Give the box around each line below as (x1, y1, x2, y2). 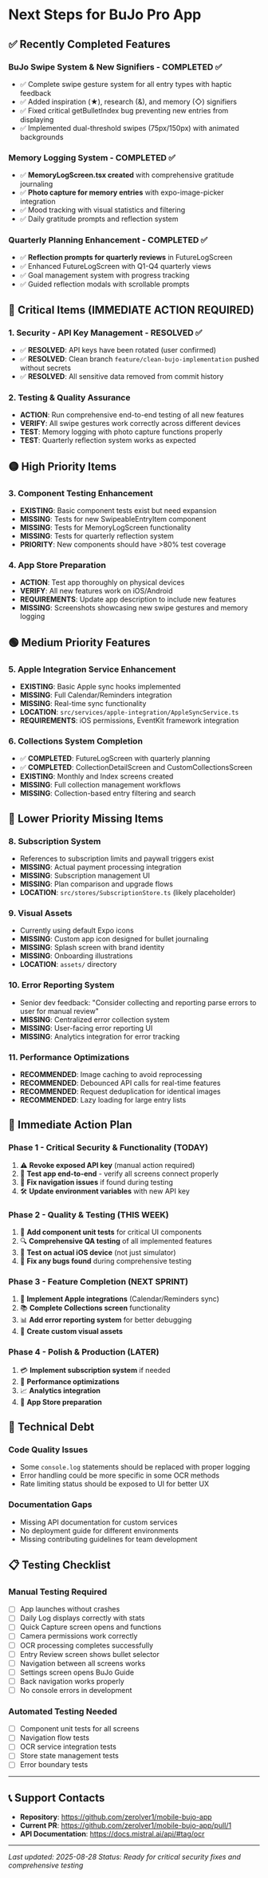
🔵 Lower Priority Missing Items (8, 811, 164, 825)
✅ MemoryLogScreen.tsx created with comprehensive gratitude (19, 170, 235, 180)
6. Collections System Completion (8, 736, 144, 747)
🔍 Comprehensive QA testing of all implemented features (19, 1236, 213, 1245)
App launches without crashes (19, 1604, 120, 1614)
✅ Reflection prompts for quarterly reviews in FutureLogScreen (19, 253, 233, 262)
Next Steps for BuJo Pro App (8, 6, 202, 24)
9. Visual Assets (8, 908, 73, 919)
